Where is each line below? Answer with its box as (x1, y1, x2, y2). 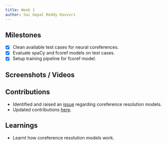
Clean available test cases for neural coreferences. (12, 44, 119, 51)
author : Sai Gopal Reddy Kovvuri (5, 12, 76, 17)
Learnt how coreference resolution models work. (12, 134, 115, 140)
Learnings (5, 121, 38, 130)
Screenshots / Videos (5, 70, 75, 79)
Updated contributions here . (12, 107, 72, 113)
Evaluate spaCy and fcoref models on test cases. (12, 50, 115, 56)
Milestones (5, 31, 41, 39)
